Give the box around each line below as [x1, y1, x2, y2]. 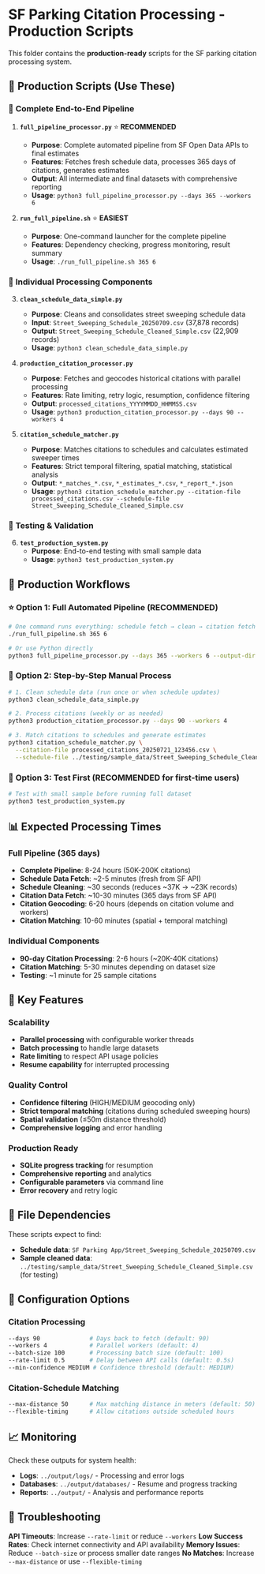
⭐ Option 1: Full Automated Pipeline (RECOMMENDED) [8, 601, 218, 613]
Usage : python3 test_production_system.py [31, 555, 174, 564]
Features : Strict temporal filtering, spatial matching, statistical [31, 461, 233, 470]
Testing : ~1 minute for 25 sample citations [19, 970, 157, 980]
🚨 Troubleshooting [8, 1510, 101, 1524]
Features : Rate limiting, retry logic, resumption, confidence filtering [31, 390, 250, 399]
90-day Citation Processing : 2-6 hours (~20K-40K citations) [19, 954, 218, 963]
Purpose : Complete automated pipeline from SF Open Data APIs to [31, 140, 248, 149]
